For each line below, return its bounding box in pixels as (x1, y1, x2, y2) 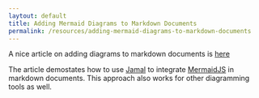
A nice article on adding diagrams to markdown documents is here (8, 49, 231, 59)
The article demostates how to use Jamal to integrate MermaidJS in (8, 65, 235, 75)
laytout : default (8, 11, 67, 20)
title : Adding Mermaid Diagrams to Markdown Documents (8, 19, 197, 28)
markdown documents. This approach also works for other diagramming (8, 74, 250, 83)
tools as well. (8, 82, 53, 92)
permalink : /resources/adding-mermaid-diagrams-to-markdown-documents (8, 27, 252, 35)
